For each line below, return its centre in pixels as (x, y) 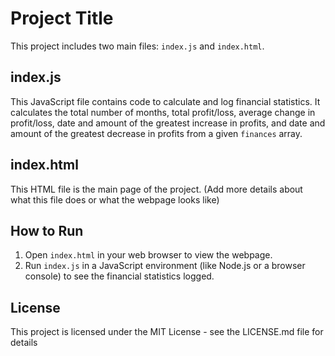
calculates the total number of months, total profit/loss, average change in (163, 112)
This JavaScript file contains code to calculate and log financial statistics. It (165, 101)
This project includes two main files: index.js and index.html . (137, 46)
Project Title (62, 18)
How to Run (47, 230)
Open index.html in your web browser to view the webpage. (148, 255)
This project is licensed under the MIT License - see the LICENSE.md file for (167, 332)
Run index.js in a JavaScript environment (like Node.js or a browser (165, 266)
